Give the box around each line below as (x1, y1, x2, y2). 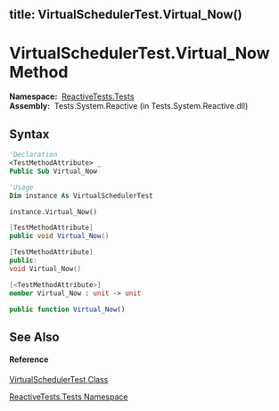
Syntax (9, 127, 50, 142)
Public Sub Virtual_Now (9, 167, 98, 176)
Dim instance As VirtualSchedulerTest (9, 191, 153, 200)
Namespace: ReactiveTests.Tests (9, 91, 135, 102)
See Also (9, 329, 60, 344)
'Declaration (9, 151, 58, 160)
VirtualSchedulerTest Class (9, 374, 109, 384)
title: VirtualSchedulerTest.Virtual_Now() (9, 7, 242, 22)
